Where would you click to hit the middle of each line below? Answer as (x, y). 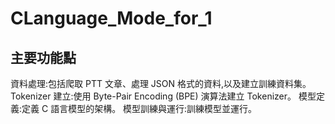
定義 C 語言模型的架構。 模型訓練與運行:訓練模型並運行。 (139, 108)
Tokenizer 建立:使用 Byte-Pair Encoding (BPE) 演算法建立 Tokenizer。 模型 (163, 96)
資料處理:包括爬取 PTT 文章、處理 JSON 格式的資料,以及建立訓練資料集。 (161, 83)
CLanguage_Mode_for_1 (111, 18)
